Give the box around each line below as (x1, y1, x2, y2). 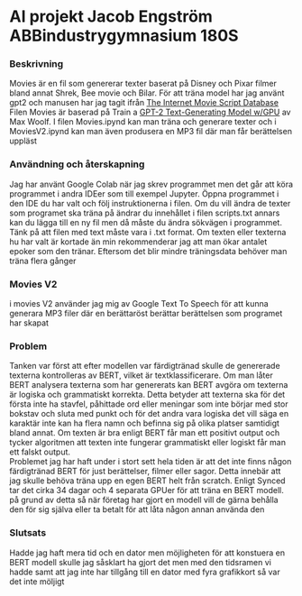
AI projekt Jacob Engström (9, 6, 214, 27)
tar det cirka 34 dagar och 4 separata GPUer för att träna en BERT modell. (9, 485, 284, 496)
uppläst (9, 135, 38, 146)
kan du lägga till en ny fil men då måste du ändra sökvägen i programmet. (9, 216, 282, 227)
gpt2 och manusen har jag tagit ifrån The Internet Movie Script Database (9, 97, 279, 108)
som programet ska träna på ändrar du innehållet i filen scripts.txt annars (9, 207, 280, 218)
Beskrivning (9, 58, 64, 70)
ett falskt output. (9, 446, 70, 457)
